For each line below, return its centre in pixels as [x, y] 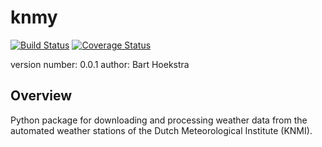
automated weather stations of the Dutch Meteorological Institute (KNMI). [161, 130]
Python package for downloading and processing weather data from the [159, 120]
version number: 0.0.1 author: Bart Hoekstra [100, 64]
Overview [41, 96]
